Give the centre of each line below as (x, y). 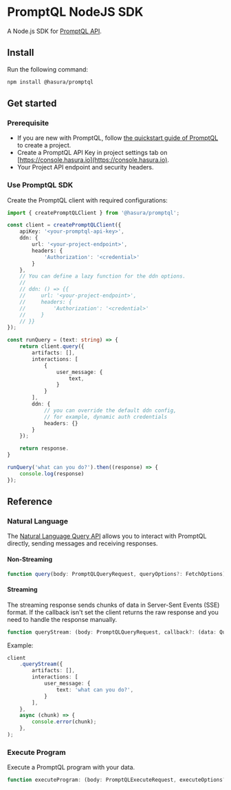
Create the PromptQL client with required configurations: (88, 200)
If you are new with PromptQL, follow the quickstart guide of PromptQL (118, 138)
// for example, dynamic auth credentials (106, 417)
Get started (32, 104)
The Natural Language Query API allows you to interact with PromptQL (107, 536)
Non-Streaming (30, 559)
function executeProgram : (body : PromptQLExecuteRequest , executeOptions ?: (118, 780)
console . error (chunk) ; (64, 722)
